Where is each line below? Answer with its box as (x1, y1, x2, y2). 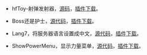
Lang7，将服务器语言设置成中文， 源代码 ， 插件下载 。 (11, 30, 142, 37)
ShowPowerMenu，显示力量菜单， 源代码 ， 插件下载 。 (11, 43, 144, 49)
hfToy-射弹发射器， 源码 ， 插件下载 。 (11, 5, 102, 12)
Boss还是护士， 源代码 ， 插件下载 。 (11, 18, 98, 25)
